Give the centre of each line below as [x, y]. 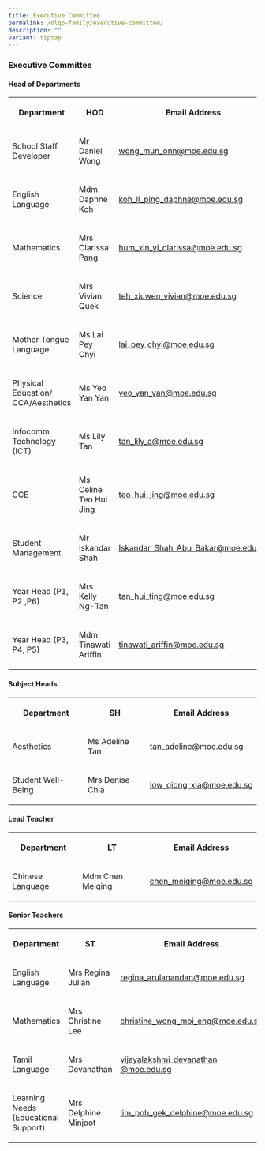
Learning [29, 1097]
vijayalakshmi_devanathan [169, 1059]
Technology [34, 442]
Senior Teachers [36, 915]
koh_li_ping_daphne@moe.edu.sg [181, 200]
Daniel [90, 151]
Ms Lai [91, 335]
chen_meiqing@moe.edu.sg [201, 881]
